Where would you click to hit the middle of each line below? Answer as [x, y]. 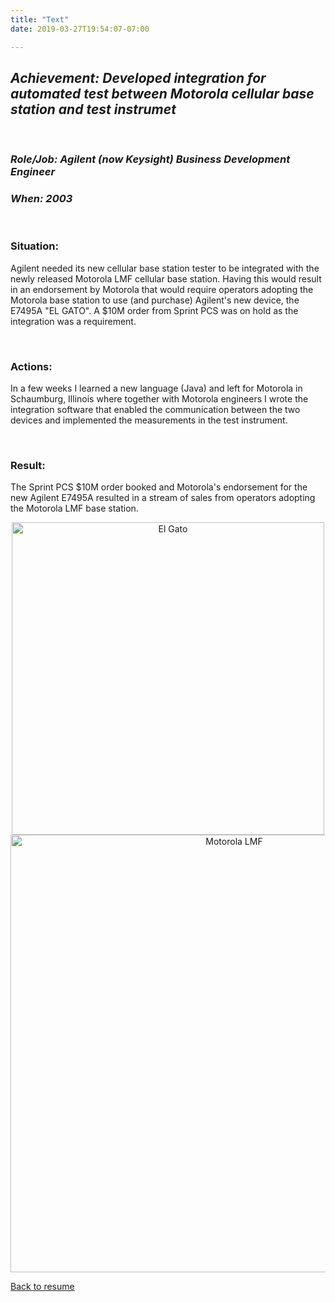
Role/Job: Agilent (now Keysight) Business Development [150, 159]
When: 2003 [41, 199]
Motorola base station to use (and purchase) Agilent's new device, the [155, 300]
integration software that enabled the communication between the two [155, 410]
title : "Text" [40, 19]
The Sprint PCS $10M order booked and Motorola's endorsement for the [159, 487]
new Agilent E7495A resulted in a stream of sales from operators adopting [163, 498]
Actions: [31, 366]
